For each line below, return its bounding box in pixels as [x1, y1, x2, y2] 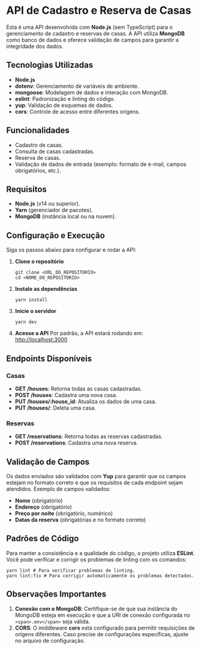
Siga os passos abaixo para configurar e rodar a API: [6, 246, 137, 254]
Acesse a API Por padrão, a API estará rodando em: [14, 330, 143, 337]
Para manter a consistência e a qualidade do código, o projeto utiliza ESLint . [6, 549, 195, 556]
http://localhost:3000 [14, 336, 68, 343]
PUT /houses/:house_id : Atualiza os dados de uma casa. [14, 398, 157, 405]
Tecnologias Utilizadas [6, 60, 94, 70]
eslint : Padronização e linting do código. [14, 95, 115, 102]
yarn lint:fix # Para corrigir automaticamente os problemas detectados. [6, 573, 195, 579]
